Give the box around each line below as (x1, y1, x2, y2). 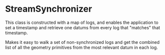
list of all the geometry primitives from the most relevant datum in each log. (5, 44, 158, 50)
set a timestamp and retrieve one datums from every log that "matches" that (5, 24, 161, 30)
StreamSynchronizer (5, 3, 92, 15)
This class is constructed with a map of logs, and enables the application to (5, 19, 159, 25)
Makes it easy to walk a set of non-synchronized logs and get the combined (5, 39, 160, 45)
